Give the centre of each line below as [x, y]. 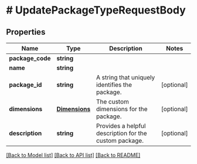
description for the [122, 133]
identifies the [114, 85]
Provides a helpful [121, 126]
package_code [30, 58]
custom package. [120, 140]
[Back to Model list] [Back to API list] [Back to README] [73, 155]
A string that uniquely [125, 77]
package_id [26, 85]
